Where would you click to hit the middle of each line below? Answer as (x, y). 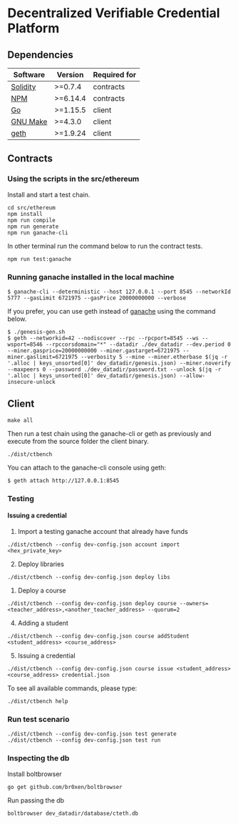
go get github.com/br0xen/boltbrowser (65, 787)
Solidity (24, 87)
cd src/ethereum (31, 208)
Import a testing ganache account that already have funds (103, 531)
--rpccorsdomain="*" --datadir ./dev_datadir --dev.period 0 (138, 344)
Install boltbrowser (35, 774)
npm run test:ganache (40, 259)
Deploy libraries (41, 564)
